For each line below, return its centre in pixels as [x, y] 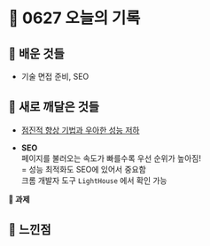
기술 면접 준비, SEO [55, 77]
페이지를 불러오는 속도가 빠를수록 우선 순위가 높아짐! [111, 158]
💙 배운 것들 [37, 54]
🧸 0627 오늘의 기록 [74, 18]
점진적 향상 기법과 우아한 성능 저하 [80, 130]
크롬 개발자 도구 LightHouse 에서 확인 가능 [94, 180]
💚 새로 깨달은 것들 [54, 107]
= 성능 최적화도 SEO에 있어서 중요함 [84, 169]
